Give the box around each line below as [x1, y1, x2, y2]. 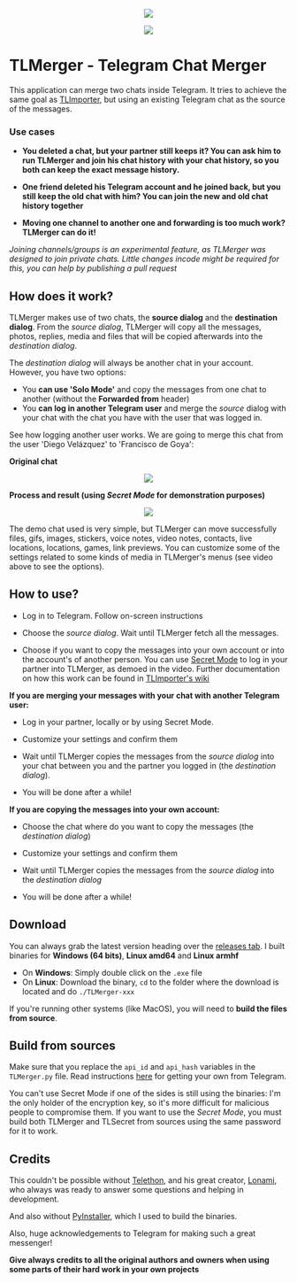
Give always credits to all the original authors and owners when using [9, 1255, 270, 1265]
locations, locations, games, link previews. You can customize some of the [9, 543, 280, 553]
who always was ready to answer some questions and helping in [9, 1185, 245, 1195]
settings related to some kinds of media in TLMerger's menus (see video [9, 552, 274, 562]
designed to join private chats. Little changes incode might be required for [9, 253, 280, 265]
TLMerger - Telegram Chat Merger [9, 56, 267, 75]
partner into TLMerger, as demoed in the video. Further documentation [21, 663, 280, 674]
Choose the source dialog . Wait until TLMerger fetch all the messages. [21, 627, 279, 638]
